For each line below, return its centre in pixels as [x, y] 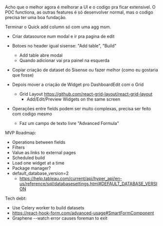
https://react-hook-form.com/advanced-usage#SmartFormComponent [83, 213]
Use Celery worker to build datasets [48, 208]
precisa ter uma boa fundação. [36, 17]
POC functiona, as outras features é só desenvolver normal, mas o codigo [79, 12]
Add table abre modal [41, 55]
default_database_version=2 [40, 173]
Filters [18, 147]
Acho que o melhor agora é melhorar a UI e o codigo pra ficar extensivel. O [80, 7]
